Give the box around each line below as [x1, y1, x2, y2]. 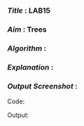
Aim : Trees [7, 24, 47, 34]
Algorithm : [7, 43, 47, 53]
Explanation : [7, 62, 54, 72]
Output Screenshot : [7, 81, 78, 91]
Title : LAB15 [7, 6, 51, 15]
